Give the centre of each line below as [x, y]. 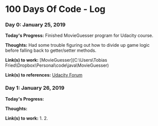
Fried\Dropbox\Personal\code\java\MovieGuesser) [57, 65]
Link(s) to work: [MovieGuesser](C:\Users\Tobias [56, 60]
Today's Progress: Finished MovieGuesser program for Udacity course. [79, 35]
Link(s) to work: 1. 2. [27, 118]
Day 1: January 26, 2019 [35, 88]
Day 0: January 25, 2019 [35, 25]
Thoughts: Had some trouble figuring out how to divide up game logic [77, 45]
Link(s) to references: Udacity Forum [44, 75]
